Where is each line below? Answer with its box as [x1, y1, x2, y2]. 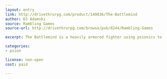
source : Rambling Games [5, 21, 55, 26]
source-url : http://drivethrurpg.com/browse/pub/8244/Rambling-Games [5, 26, 153, 31]
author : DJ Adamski [5, 16, 46, 21]
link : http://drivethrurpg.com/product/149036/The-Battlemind [5, 12, 137, 17]
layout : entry [5, 7, 35, 12]
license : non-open [5, 57, 43, 62]
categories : [5, 44, 30, 49]
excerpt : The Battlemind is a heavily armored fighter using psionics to [5, 35, 162, 40]
